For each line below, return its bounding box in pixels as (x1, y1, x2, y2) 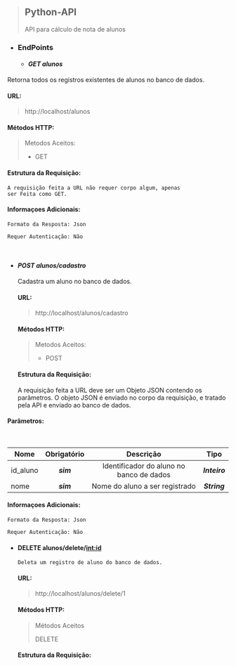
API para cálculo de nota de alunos (24, 25, 126, 33)
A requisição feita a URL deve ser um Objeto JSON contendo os (17, 386, 202, 394)
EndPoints (17, 42, 54, 52)
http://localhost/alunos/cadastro (34, 309, 129, 318)
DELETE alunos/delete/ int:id (17, 543, 102, 551)
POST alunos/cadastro (17, 261, 86, 270)
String (203, 481, 225, 491)
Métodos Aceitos (34, 621, 84, 629)
